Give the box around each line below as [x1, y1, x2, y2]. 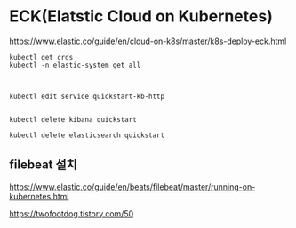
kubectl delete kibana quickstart [9, 115, 138, 124]
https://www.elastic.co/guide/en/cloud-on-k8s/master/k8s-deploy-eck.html [9, 36, 287, 46]
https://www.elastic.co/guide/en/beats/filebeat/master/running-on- [9, 181, 256, 192]
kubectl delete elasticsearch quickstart [9, 131, 165, 140]
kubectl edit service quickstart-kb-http [9, 92, 165, 101]
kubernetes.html [9, 191, 69, 201]
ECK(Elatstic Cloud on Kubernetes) [9, 6, 273, 27]
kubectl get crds [9, 53, 74, 61]
